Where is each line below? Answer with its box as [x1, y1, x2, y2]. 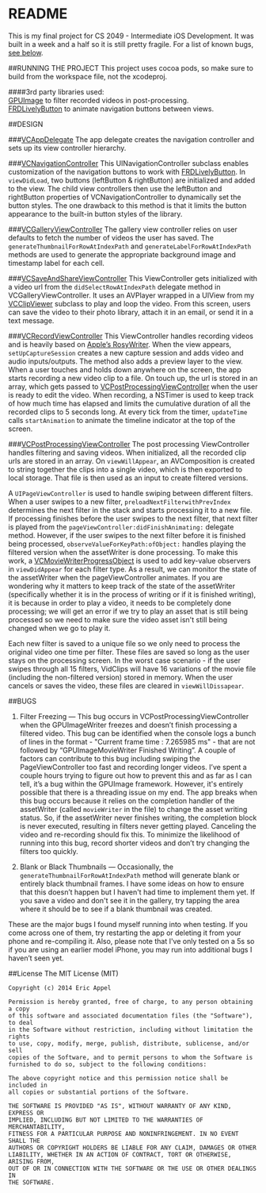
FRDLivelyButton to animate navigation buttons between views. [8, 104, 215, 114]
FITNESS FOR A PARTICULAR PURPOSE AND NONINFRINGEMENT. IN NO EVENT [8, 1130, 239, 1137]
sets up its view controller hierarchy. [8, 143, 127, 152]
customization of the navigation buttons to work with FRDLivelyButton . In [8, 167, 245, 176]
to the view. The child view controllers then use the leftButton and [8, 183, 222, 193]
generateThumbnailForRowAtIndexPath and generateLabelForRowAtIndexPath [8, 241, 252, 251]
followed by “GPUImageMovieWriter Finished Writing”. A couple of [19, 745, 236, 755]
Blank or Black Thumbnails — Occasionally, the [19, 862, 174, 872]
